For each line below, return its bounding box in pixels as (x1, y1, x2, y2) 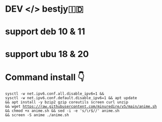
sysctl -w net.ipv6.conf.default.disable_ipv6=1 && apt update (5, 95, 137, 101)
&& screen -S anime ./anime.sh (5, 112, 69, 118)
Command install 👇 (5, 72, 85, 82)
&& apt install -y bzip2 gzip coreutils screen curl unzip (5, 100, 129, 104)
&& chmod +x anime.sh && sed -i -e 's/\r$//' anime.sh (5, 108, 120, 113)
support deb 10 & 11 (5, 26, 85, 37)
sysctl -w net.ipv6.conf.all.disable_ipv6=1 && (5, 91, 105, 96)
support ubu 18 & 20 (5, 48, 89, 60)
